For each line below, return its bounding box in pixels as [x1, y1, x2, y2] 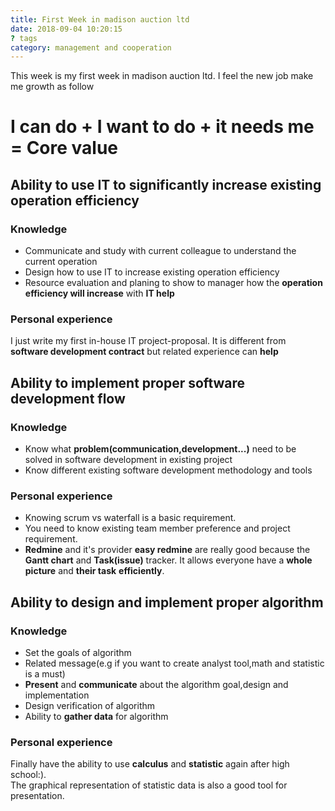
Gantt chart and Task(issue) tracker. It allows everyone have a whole [24, 554, 313, 566]
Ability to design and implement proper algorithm [10, 594, 324, 611]
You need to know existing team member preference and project [24, 522, 291, 535]
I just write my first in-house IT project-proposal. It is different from [10, 335, 287, 347]
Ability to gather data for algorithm [24, 711, 169, 723]
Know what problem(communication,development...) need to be [24, 443, 297, 455]
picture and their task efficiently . [24, 565, 165, 577]
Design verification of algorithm [24, 700, 156, 712]
